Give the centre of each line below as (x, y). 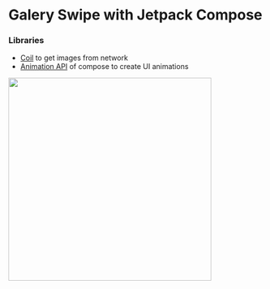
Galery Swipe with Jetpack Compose (135, 15)
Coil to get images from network (74, 58)
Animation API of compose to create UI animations (104, 67)
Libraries (26, 41)
